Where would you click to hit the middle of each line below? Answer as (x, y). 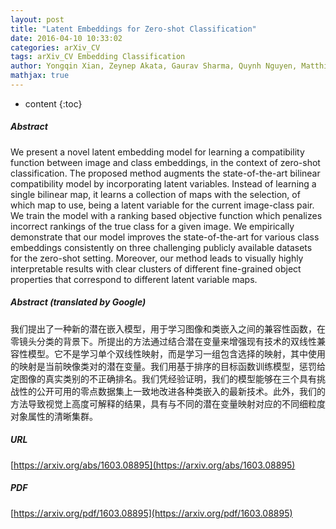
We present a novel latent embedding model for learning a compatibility (157, 152)
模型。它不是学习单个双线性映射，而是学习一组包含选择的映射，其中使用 (176, 353)
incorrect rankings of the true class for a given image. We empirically (152, 226)
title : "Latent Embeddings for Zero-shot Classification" (133, 29)
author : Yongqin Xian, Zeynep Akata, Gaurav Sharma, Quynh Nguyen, (154, 66)
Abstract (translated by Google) (78, 302)
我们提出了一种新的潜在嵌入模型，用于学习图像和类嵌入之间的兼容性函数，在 (168, 328)
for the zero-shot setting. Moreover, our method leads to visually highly (157, 258)
